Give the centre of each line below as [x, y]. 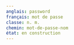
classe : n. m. [23, 22]
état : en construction [33, 33]
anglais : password [28, 11]
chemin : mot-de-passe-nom [37, 28]
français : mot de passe [35, 17]
